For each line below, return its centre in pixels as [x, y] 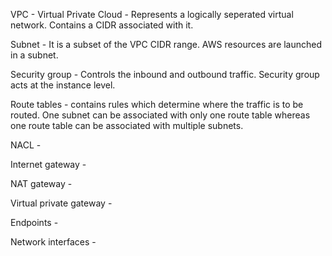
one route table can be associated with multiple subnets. [127, 125]
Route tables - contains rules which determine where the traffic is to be [157, 104]
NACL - [26, 145]
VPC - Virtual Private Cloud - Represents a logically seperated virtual [152, 14]
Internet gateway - [48, 164]
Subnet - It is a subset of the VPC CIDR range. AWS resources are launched [166, 44]
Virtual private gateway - [61, 203]
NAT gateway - [41, 183]
